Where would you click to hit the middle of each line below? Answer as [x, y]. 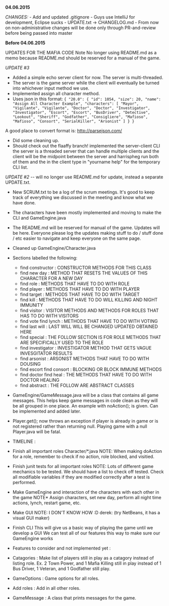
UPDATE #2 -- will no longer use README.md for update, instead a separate [84, 177]
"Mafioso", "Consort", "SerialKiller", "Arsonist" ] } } [73, 121]
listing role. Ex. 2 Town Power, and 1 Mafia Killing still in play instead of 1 [87, 563]
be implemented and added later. [47, 411]
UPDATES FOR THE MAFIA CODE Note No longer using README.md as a [81, 53]
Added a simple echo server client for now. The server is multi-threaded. [88, 77]
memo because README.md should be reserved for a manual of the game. [83, 58]
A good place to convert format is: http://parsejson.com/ [64, 131]
